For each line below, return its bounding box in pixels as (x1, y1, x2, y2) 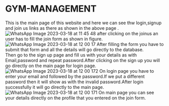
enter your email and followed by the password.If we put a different (5, 73, 145, 79)
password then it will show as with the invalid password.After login (5, 79, 144, 85)
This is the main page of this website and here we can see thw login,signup (5, 20, 162, 26)
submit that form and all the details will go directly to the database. (5, 46, 144, 52)
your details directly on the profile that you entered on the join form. (5, 94, 146, 101)
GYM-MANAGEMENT (5, 3, 97, 15)
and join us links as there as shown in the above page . (5, 25, 119, 31)
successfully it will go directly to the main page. (5, 84, 104, 90)
